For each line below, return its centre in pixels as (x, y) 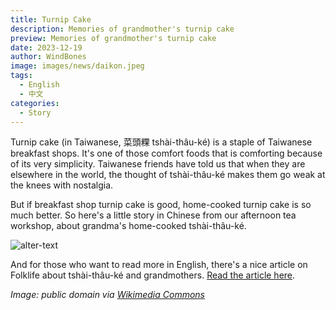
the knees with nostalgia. (62, 185)
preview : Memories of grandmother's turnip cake (113, 38)
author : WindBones (48, 57)
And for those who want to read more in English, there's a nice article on (159, 265)
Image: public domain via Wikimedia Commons (107, 295)
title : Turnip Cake (51, 19)
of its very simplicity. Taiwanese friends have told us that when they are (158, 164)
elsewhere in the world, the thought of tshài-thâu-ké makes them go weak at (168, 175)
